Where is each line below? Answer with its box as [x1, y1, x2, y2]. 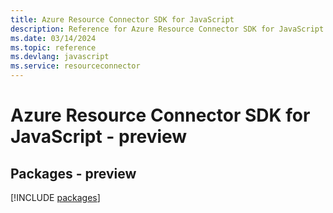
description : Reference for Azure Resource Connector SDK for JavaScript [10, 24, 325, 34]
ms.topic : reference [10, 42, 97, 53]
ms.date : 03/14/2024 [10, 33, 97, 43]
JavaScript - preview [10, 126, 188, 148]
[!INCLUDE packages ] [10, 192, 101, 203]
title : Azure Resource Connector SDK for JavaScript [10, 14, 235, 25]
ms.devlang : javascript [10, 52, 110, 62]
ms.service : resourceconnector [10, 61, 141, 71]
